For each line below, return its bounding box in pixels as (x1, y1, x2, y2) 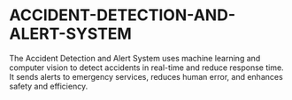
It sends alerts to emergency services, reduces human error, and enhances (9, 71, 283, 82)
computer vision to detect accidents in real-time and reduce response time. (9, 62, 285, 73)
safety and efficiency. (9, 81, 88, 91)
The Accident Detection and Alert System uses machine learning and (9, 53, 261, 63)
